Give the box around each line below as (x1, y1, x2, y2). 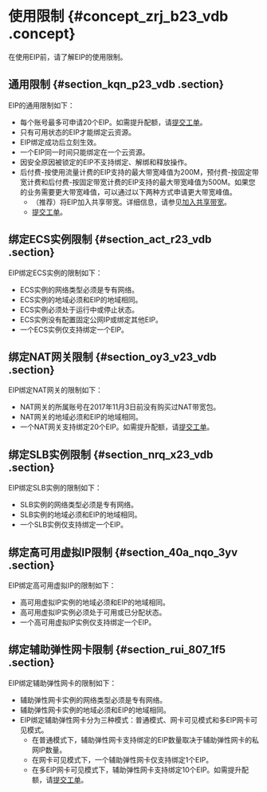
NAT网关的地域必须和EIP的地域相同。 (19, 412, 143, 422)
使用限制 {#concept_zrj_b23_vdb (8, 7, 229, 26)
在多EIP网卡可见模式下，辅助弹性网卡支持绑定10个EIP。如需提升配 (31, 765, 249, 774)
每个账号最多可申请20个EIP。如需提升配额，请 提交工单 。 (19, 117, 207, 127)
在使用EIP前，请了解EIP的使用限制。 (8, 52, 128, 61)
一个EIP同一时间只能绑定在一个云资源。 (19, 147, 150, 156)
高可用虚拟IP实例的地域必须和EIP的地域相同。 (19, 597, 170, 607)
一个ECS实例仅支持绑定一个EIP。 (19, 325, 129, 334)
